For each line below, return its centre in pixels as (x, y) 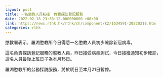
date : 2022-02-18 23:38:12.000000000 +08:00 (52, 19)
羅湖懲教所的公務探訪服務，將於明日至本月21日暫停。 (59, 70)
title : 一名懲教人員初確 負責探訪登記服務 (44, 14)
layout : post (19, 10)
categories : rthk (23, 28)
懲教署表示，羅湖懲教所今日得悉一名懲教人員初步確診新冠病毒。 (70, 43)
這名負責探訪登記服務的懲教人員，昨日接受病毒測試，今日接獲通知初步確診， (83, 53)
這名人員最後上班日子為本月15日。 (40, 59)
